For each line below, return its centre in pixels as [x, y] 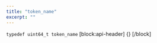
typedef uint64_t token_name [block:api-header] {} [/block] [79, 34]
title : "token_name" [32, 11]
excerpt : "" [21, 17]
